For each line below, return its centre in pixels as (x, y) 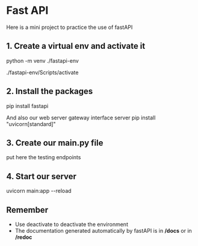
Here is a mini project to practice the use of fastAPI (70, 27)
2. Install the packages (50, 91)
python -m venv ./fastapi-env (43, 60)
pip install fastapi (27, 106)
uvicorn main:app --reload (39, 191)
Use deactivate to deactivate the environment (71, 224)
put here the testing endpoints (44, 157)
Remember (27, 210)
